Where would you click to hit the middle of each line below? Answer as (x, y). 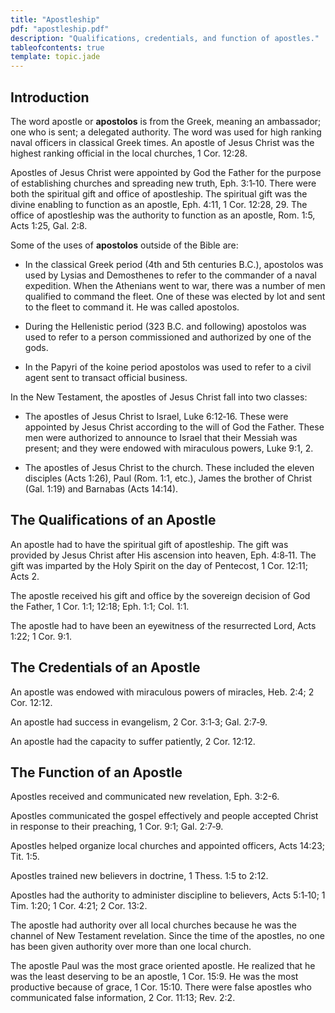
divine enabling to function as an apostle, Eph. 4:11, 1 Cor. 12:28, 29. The (159, 204)
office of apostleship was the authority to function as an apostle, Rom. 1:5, (163, 215)
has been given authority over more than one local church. (131, 947)
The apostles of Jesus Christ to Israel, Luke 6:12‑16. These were (156, 416)
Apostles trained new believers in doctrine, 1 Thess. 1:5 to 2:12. (139, 876)
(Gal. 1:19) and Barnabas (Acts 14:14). (101, 488)
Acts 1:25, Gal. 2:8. (49, 225)
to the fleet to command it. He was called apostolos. (132, 307)
